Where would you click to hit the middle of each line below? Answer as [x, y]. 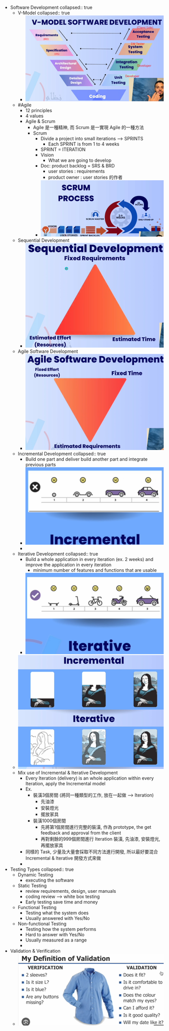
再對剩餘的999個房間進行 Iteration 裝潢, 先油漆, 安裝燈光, [101, 839]
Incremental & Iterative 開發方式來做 [63, 858]
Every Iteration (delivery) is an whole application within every [90, 778]
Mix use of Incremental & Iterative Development [68, 773]
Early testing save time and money [62, 902]
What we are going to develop [80, 160]
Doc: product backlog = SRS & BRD [78, 165]
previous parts [41, 464]
